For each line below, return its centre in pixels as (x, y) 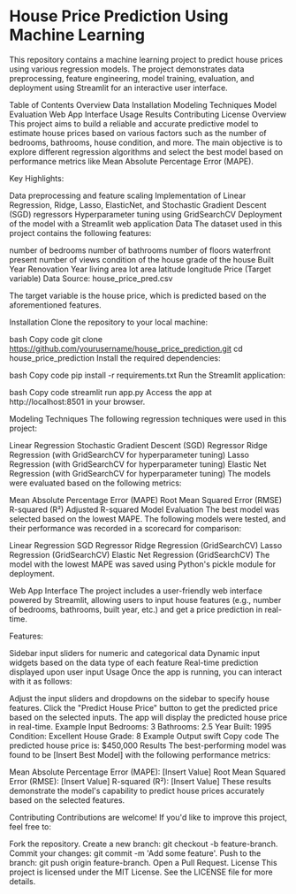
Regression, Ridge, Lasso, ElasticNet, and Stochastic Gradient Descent (138, 204)
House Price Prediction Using (119, 16)
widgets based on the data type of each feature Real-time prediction (134, 662)
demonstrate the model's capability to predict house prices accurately (137, 791)
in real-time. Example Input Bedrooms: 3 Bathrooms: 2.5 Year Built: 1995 (140, 726)
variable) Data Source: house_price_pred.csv (91, 278)
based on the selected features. (67, 800)
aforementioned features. (55, 305)
